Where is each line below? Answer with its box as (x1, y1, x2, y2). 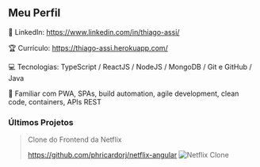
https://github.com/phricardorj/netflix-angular (27, 150, 178, 160)
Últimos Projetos (8, 116, 74, 127)
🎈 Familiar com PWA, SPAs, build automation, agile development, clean (8, 89, 239, 98)
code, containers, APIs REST (8, 97, 101, 106)
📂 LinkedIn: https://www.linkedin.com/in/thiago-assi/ (8, 27, 180, 36)
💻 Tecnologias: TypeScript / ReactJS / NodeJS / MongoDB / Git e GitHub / (8, 62, 252, 71)
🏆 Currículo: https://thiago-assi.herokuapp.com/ (8, 43, 168, 52)
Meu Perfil (8, 6, 61, 20)
